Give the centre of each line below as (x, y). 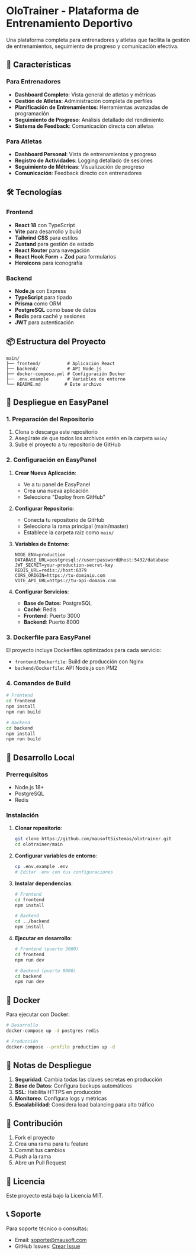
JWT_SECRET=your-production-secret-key (64, 565)
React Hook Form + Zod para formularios (65, 256)
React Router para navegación (52, 250)
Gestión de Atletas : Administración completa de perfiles (83, 101)
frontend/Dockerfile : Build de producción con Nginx (79, 662)
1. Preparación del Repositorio (50, 420)
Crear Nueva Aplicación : (46, 473)
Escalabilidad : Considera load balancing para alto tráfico (84, 1105)
